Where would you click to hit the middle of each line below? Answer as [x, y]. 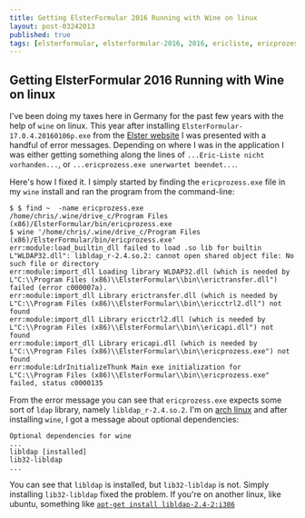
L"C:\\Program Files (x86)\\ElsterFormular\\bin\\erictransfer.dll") [144, 280]
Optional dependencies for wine [70, 436]
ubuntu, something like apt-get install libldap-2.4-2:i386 [123, 504]
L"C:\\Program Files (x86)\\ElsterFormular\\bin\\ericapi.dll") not [142, 328]
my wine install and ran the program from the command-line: [122, 192]
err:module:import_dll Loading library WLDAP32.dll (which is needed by [150, 272]
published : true [40, 35]
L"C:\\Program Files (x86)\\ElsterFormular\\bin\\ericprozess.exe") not [150, 352]
